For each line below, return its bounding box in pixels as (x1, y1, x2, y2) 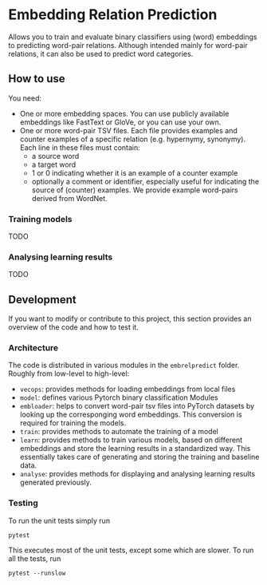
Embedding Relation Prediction (8, 6, 218, 24)
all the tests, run (8, 553, 61, 563)
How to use (8, 72, 65, 85)
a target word (31, 160, 77, 169)
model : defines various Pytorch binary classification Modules (19, 393, 218, 402)
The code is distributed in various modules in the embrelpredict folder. (8, 361, 240, 370)
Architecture (8, 342, 59, 354)
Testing (8, 497, 38, 508)
